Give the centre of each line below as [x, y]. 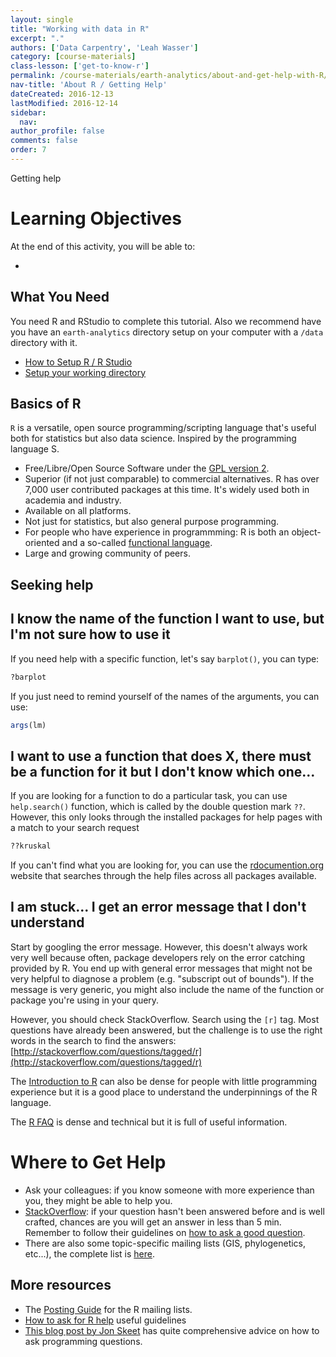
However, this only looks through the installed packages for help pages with [166, 817]
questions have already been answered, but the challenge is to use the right [166, 1030]
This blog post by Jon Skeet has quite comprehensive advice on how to [172, 1330]
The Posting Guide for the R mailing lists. [108, 1309]
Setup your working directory [85, 372]
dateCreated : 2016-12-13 [62, 94]
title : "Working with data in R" [80, 29]
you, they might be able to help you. [98, 1200]
